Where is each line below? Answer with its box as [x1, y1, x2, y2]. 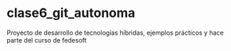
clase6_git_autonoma [6, 5, 136, 21]
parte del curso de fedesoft [6, 35, 87, 44]
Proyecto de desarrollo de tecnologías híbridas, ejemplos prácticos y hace [6, 28, 225, 37]
